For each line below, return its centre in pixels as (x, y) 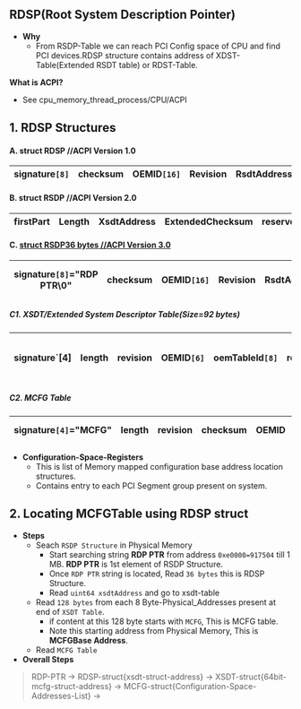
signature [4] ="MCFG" (63, 429)
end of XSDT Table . (70, 611)
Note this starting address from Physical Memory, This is (154, 630)
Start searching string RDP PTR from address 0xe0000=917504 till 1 (170, 554)
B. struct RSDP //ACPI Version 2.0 (73, 198)
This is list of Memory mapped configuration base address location (159, 466)
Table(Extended (65, 65)
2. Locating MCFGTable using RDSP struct (129, 514)
